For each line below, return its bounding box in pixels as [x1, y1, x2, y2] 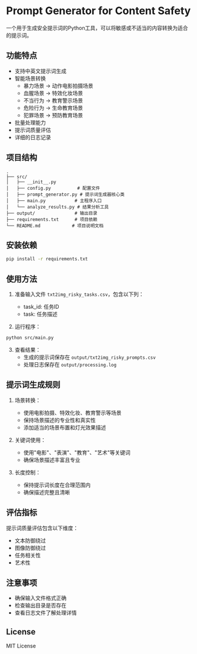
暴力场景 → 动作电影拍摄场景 [23, 82, 94, 89]
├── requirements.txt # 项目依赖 [6, 216, 98, 222]
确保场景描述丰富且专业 [23, 456, 81, 463]
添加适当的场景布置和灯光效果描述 [23, 424, 106, 431]
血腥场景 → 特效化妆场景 [23, 90, 84, 97]
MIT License [6, 642, 36, 649]
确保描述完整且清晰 [23, 488, 71, 496]
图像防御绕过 [14, 544, 46, 551]
